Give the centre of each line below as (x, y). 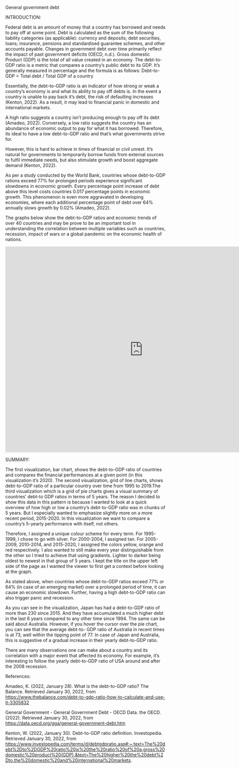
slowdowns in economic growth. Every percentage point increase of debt (82, 186)
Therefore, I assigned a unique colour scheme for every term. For (74, 534)
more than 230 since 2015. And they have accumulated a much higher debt (84, 613)
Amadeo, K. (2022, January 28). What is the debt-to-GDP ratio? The (77, 686)
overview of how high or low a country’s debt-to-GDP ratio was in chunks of (85, 507)
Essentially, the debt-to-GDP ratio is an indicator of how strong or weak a (82, 86)
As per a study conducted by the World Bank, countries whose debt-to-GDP (86, 175)
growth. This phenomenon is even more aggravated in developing (75, 197)
